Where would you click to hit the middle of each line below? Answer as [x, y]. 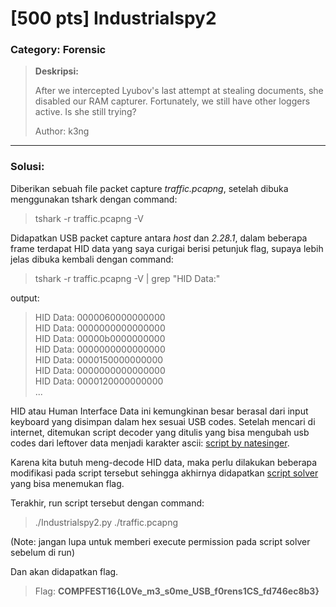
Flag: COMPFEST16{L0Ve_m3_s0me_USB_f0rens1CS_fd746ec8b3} [177, 591]
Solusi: [27, 167]
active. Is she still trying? [85, 112]
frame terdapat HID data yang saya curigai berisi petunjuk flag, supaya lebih [167, 248]
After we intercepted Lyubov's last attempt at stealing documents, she [179, 91]
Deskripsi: [56, 71]
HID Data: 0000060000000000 [100, 317]
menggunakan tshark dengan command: [94, 199]
